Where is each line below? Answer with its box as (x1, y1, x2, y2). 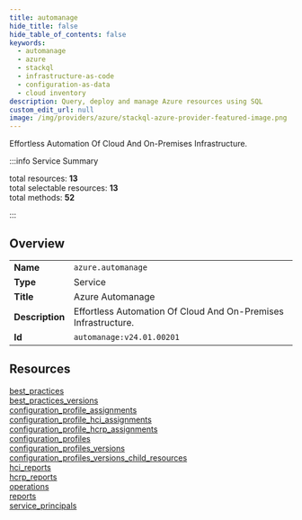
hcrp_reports (9, 471, 58, 482)
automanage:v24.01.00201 (73, 332, 180, 342)
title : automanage (9, 13, 78, 22)
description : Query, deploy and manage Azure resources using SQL (9, 96, 263, 106)
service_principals (9, 500, 77, 511)
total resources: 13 (9, 173, 78, 184)
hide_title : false (9, 22, 78, 31)
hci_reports (9, 462, 52, 472)
